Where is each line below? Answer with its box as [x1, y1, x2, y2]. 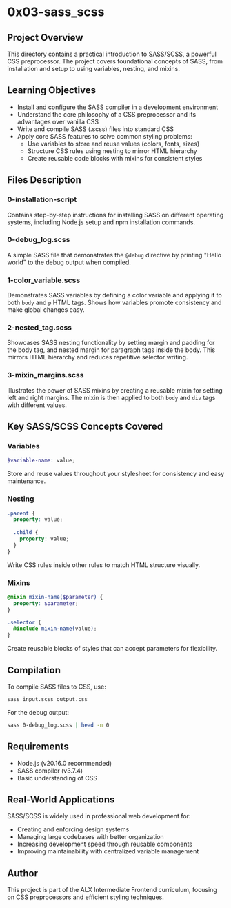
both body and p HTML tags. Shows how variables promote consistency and [7, 298, 222, 307]
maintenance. [7, 477, 46, 485]
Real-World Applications [7, 793, 115, 805]
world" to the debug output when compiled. [7, 258, 131, 266]
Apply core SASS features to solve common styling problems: [17, 132, 193, 140]
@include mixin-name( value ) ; [13, 625, 97, 632]
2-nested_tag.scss [7, 323, 72, 333]
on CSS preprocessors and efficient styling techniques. [7, 893, 164, 901]
